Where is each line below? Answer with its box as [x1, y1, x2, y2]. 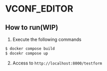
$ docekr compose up [5, 51, 49, 56]
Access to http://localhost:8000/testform [12, 60, 102, 66]
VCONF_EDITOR [5, 3, 74, 15]
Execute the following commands [12, 36, 82, 42]
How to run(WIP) [5, 23, 59, 32]
